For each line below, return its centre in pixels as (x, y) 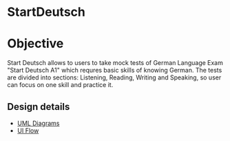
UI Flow (28, 130)
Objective (35, 44)
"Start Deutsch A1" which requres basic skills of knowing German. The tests (115, 70)
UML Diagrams (38, 123)
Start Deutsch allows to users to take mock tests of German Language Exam (115, 63)
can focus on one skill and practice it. (60, 85)
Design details (39, 107)
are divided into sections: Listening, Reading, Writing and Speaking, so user (114, 77)
